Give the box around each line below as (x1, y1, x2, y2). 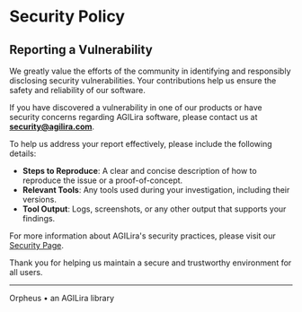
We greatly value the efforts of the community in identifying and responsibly (9, 65, 291, 76)
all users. (9, 267, 43, 277)
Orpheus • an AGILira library (9, 293, 115, 303)
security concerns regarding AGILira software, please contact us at (9, 112, 258, 122)
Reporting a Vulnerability (9, 42, 153, 57)
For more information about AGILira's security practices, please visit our (9, 230, 276, 241)
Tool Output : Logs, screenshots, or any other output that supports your (22, 204, 287, 214)
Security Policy (9, 6, 126, 27)
